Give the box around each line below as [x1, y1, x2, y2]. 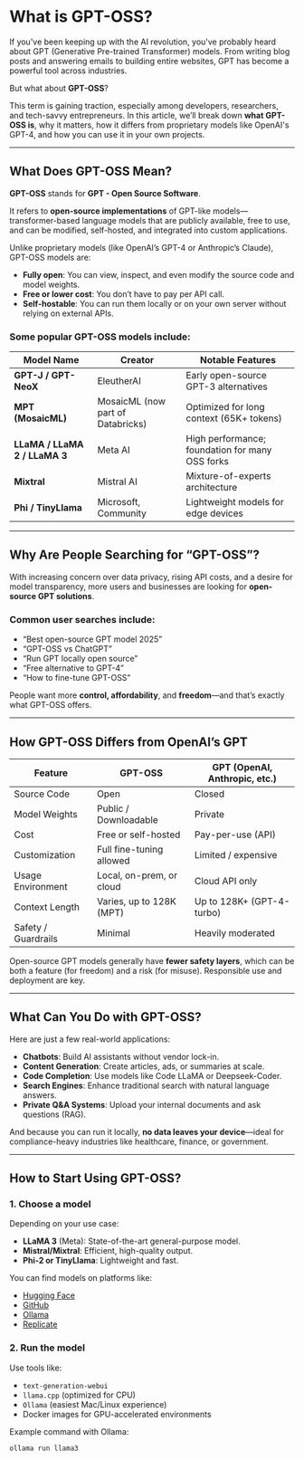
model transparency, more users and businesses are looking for [9, 581, 247, 592]
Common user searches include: [9, 613, 156, 625]
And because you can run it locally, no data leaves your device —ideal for [9, 1126, 284, 1137]
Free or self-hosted [96, 828, 181, 841]
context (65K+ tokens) [185, 412, 282, 425]
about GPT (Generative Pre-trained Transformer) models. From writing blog [9, 45, 290, 56]
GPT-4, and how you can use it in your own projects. [9, 129, 205, 139]
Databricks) [97, 418, 147, 431]
